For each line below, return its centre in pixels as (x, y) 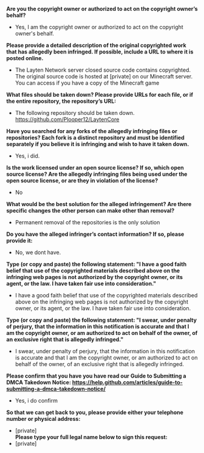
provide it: (19, 240)
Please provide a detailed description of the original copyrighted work (96, 45)
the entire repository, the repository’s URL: (61, 101)
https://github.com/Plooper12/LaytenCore (67, 119)
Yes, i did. (27, 156)
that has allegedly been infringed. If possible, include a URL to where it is (100, 52)
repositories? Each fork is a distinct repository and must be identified (95, 137)
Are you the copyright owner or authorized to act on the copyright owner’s (102, 9)
